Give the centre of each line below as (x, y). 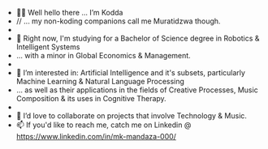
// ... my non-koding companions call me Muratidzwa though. (118, 21)
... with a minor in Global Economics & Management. (103, 55)
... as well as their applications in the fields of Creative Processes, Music (137, 90)
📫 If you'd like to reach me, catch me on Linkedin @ (104, 125)
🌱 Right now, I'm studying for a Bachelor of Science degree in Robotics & (138, 38)
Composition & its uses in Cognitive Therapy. (91, 98)
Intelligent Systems (48, 47)
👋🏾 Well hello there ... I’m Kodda (69, 13)
